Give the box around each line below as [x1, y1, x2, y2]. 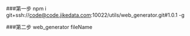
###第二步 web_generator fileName [6, 24, 93, 30]
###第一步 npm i [6, 5, 46, 12]
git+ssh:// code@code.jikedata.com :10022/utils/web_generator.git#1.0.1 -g [6, 12, 185, 19]
